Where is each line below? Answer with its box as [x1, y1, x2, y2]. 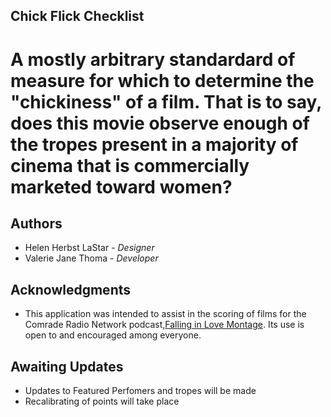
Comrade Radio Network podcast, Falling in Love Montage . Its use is [24, 319, 305, 331]
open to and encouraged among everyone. [24, 329, 202, 341]
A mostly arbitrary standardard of [10, 48, 296, 71]
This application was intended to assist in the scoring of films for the [24, 308, 307, 320]
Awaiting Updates [10, 358, 124, 375]
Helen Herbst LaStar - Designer [24, 242, 155, 254]
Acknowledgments [10, 281, 132, 298]
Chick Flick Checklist [10, 8, 145, 25]
